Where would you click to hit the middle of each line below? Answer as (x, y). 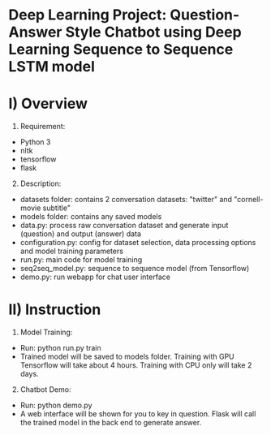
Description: (41, 183)
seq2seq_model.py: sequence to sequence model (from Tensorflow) (135, 269)
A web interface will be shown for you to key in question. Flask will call (138, 414)
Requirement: (43, 127)
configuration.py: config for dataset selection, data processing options (138, 243)
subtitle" (57, 208)
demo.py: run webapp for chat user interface (95, 277)
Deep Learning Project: (88, 15)
